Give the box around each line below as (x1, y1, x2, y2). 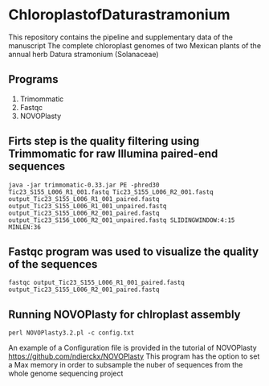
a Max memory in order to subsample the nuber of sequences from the (8, 360, 243, 370)
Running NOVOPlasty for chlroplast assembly (8, 307, 241, 321)
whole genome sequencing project (8, 368, 124, 379)
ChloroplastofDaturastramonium (8, 6, 230, 24)
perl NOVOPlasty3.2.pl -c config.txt (8, 329, 135, 337)
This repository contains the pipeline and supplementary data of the (8, 32, 234, 42)
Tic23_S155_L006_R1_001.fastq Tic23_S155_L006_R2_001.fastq (8, 187, 214, 196)
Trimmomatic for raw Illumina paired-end (8, 147, 218, 161)
